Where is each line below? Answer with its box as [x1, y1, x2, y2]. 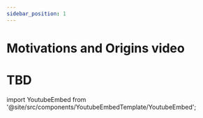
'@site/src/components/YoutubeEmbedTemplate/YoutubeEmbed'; [6, 103, 197, 111]
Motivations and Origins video [6, 40, 186, 56]
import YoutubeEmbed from [6, 95, 87, 103]
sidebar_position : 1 [6, 10, 67, 17]
